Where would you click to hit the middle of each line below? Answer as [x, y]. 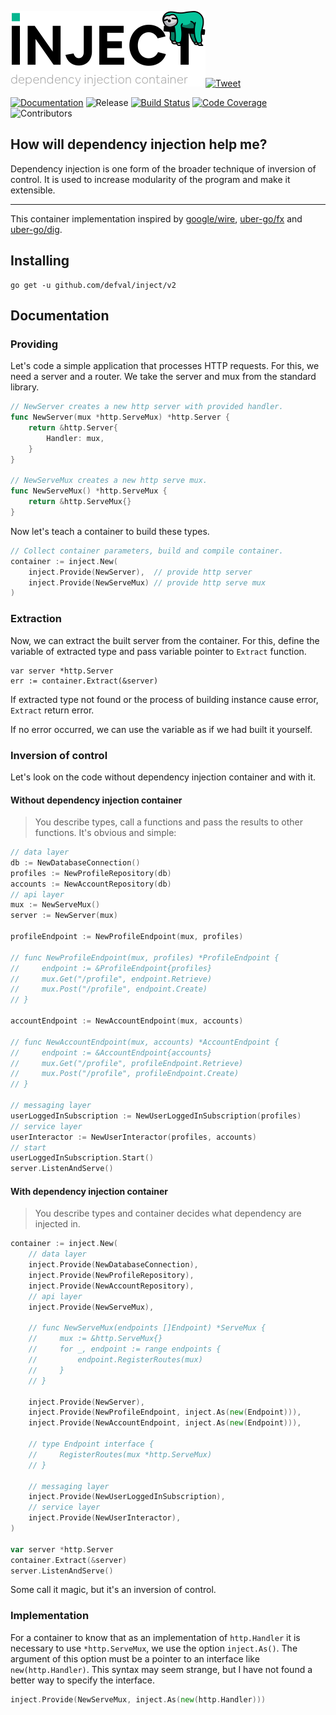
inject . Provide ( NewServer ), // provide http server [140, 572]
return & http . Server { [73, 428]
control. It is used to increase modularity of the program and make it [150, 179]
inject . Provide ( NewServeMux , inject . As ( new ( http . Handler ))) [138, 1699]
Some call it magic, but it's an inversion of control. [113, 1590]
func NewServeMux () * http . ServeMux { [89, 491]
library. [25, 387]
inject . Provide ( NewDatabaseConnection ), [113, 1265]
